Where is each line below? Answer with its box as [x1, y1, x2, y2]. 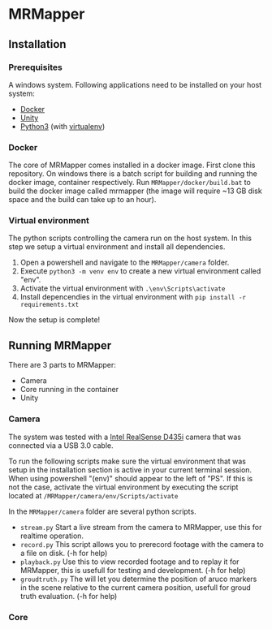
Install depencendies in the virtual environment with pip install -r [19, 292, 246, 302]
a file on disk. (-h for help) [19, 548, 108, 558]
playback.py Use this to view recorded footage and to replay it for [19, 557, 240, 567]
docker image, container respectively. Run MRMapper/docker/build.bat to [8, 178, 252, 187]
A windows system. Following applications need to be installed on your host [8, 80, 262, 89]
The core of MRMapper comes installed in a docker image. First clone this [8, 160, 256, 170]
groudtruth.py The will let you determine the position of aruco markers [19, 574, 257, 584]
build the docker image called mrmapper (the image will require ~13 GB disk [8, 186, 262, 196]
